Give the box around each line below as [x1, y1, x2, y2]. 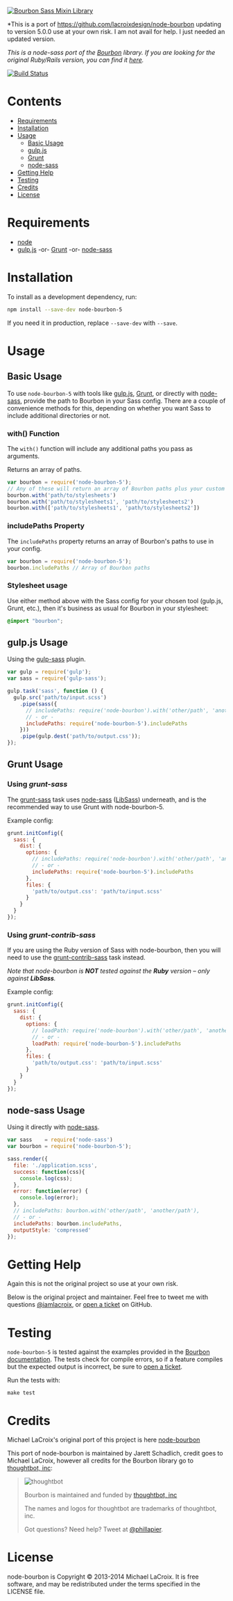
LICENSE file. [7, 1587, 45, 1596]
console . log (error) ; [19, 1194, 79, 1202]
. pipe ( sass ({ [19, 700, 58, 708]
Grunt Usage [7, 758, 64, 770]
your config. [7, 544, 42, 552]
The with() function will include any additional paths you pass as [7, 444, 193, 452]
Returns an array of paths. [7, 465, 82, 473]
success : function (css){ [13, 1168, 85, 1175]
